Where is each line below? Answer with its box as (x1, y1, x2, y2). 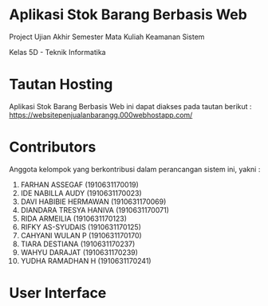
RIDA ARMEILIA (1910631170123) (20, 214, 127, 223)
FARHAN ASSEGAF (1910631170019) (20, 179, 139, 189)
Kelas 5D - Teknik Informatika (9, 47, 106, 57)
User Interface (9, 284, 107, 302)
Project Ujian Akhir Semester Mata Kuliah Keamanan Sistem (9, 32, 205, 41)
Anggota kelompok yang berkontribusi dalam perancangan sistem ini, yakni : (9, 164, 261, 174)
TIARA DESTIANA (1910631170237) (20, 239, 136, 249)
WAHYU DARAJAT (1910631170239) (20, 247, 139, 257)
